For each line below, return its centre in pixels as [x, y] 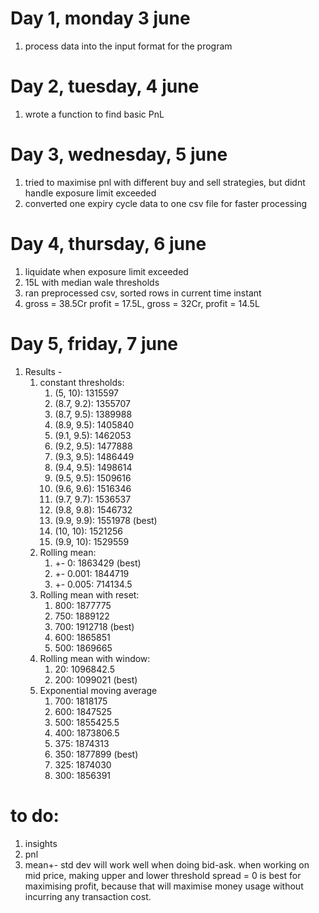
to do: [35, 815]
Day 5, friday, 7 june [94, 343]
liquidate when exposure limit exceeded [106, 271]
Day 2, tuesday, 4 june [105, 86]
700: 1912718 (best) [94, 626]
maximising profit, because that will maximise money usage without [164, 886]
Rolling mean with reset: [89, 594]
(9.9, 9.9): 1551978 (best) [106, 520]
